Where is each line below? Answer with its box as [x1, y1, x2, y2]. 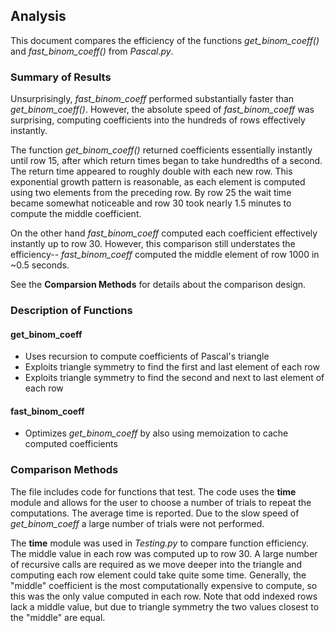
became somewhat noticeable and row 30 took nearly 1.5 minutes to [10, 197, 292, 209]
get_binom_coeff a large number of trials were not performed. [10, 517, 265, 529]
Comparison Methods [10, 463, 119, 477]
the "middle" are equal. [10, 611, 106, 623]
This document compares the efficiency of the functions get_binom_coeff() [10, 34, 320, 46]
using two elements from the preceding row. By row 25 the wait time [10, 187, 292, 199]
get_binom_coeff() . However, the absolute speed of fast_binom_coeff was [10, 104, 315, 116]
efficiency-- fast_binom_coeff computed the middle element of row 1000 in [10, 249, 320, 261]
